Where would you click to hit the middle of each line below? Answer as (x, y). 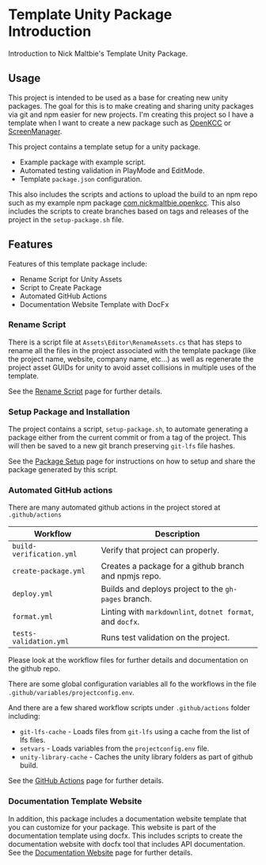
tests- (25, 634)
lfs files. (32, 740)
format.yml (32, 617)
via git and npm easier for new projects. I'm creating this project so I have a (131, 114)
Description (177, 534)
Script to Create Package (61, 287)
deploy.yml (32, 594)
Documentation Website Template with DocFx (94, 304)
